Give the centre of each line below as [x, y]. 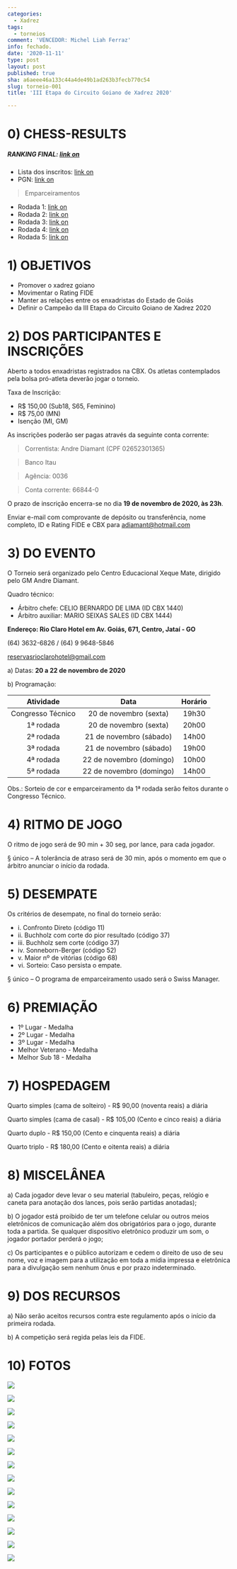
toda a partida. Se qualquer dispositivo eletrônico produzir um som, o [108, 1231]
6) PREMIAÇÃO [52, 1008]
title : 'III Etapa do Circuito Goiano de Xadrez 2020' [90, 93]
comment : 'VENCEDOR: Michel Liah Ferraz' [69, 40]
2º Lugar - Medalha [46, 1034]
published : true [31, 73]
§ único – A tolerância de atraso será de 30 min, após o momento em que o [117, 859]
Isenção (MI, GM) [43, 421]
